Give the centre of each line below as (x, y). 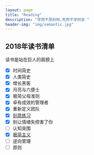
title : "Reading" (24, 15)
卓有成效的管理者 (30, 102)
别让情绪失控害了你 (33, 122)
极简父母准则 (26, 96)
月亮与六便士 (26, 90)
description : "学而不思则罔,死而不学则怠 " (48, 19)
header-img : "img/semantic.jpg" (39, 24)
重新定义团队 (26, 109)
